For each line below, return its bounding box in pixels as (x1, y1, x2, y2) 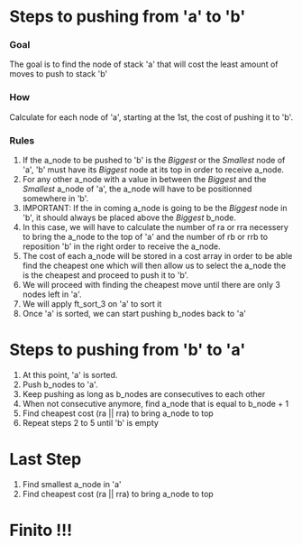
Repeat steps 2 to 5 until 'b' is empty (22, 418, 160, 429)
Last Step (9, 449, 82, 470)
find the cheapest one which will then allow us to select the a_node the (22, 260, 287, 272)
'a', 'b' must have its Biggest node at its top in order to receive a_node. (22, 164, 285, 175)
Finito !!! (9, 521, 73, 540)
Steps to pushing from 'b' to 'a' (9, 340, 246, 360)
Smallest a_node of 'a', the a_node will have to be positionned (22, 183, 252, 195)
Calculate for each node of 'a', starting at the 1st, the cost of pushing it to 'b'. (9, 111, 294, 123)
